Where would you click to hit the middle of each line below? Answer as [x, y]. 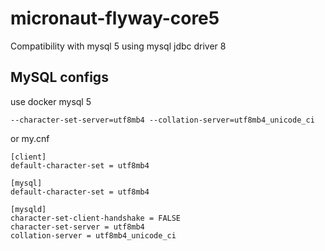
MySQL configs [59, 77]
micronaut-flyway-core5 [115, 18]
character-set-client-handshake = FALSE [96, 218]
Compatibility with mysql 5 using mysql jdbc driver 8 [118, 46]
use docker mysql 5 [51, 101]
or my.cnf [30, 138]
